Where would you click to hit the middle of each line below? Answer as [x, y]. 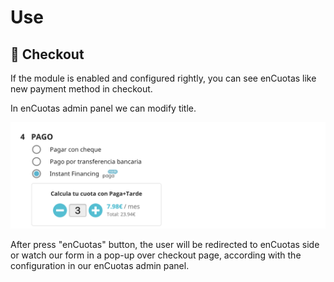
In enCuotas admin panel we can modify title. [103, 108]
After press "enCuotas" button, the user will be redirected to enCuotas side [165, 245]
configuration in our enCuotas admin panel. [100, 266]
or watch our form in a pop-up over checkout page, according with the [156, 255]
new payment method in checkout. [81, 89]
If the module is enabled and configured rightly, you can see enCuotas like [163, 78]
